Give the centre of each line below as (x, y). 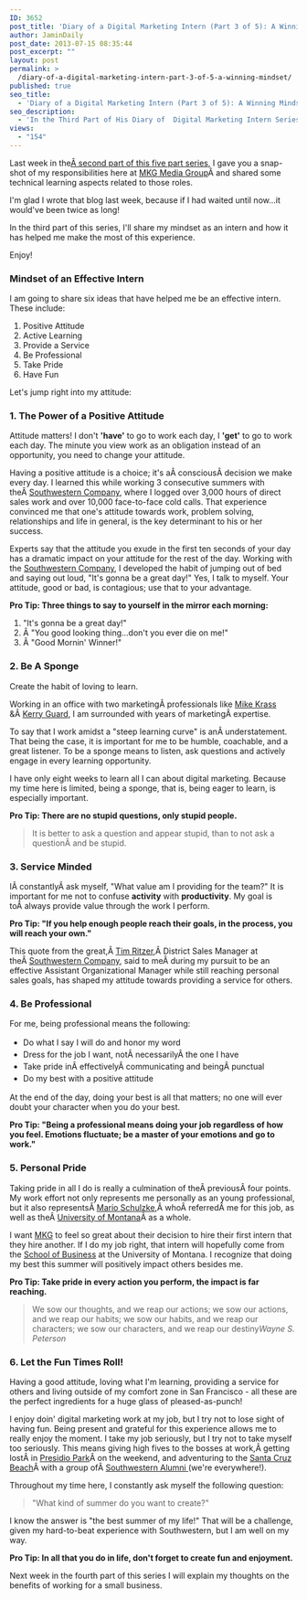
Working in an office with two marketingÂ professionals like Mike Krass (143, 704)
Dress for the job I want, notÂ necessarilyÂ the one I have (131, 1055)
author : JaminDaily (47, 35)
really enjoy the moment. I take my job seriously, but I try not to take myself (151, 1438)
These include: (37, 308)
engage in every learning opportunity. (80, 761)
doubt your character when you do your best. (95, 1107)
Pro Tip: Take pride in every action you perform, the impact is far (134, 1282)
